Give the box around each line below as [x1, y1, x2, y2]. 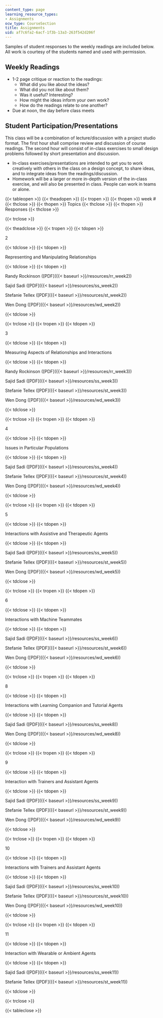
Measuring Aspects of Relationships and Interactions [5, 349, 112, 355]
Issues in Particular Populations [5, 445, 69, 450]
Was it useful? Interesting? [19, 92, 73, 97]
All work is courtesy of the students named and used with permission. [5, 49, 146, 55]
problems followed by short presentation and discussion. [5, 151, 120, 157]
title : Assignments [5, 26, 45, 31]
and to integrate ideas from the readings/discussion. [12, 170, 118, 176]
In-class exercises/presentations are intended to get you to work [12, 160, 143, 166]
